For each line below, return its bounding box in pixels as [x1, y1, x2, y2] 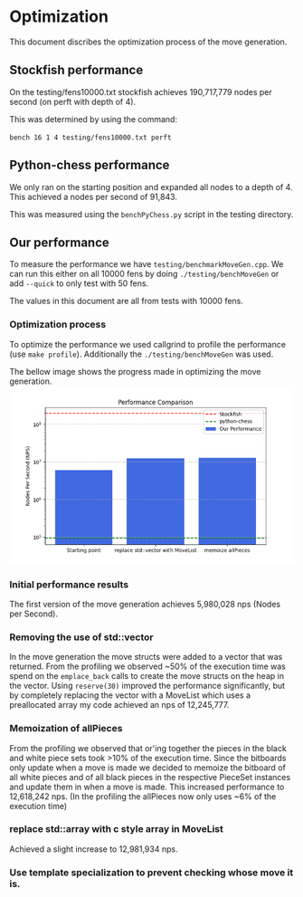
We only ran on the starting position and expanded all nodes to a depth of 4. [9, 181, 293, 192]
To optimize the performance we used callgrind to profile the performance [9, 339, 287, 349]
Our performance [9, 234, 110, 250]
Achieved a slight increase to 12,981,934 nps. [9, 844, 178, 854]
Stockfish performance [9, 62, 144, 78]
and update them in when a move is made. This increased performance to [9, 781, 285, 792]
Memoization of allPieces [9, 722, 123, 735]
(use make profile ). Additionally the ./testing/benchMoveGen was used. [9, 348, 274, 359]
